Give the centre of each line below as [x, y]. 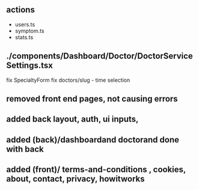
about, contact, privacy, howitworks [75, 179]
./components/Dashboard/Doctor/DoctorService [100, 56]
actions [20, 10]
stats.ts [24, 37]
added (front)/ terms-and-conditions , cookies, [96, 170]
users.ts [25, 24]
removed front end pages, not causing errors [92, 99]
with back [25, 149]
